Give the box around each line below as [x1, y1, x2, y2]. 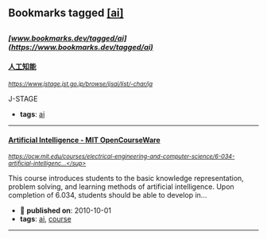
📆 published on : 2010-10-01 [19, 206, 112, 215]
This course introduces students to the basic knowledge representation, [8, 174, 244, 183]
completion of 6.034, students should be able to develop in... [8, 191, 207, 200]
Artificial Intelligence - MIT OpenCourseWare [8, 135, 161, 145]
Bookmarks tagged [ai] [8, 6, 124, 20]
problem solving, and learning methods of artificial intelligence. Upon [8, 182, 234, 191]
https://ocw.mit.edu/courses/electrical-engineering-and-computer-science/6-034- [8, 152, 235, 161]
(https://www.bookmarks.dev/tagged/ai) [8, 42, 153, 52]
